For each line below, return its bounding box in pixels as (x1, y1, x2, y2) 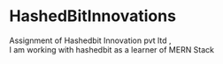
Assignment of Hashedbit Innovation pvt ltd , (9, 35, 172, 46)
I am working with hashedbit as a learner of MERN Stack (9, 44, 215, 54)
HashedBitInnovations (9, 6, 177, 26)
